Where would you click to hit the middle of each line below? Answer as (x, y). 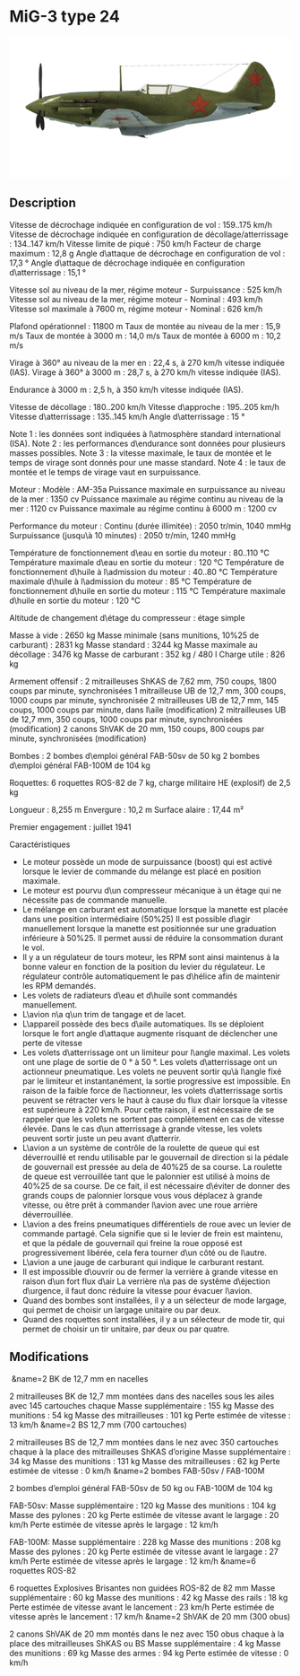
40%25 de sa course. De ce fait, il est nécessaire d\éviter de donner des (156, 1185)
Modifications (49, 1357)
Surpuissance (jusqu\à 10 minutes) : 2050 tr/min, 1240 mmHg (123, 535)
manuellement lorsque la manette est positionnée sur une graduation (149, 928)
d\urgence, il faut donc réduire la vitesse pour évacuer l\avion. (137, 1290)
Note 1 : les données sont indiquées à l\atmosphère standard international (145, 433)
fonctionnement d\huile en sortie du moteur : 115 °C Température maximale (148, 590)
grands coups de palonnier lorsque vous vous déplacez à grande (142, 1195)
